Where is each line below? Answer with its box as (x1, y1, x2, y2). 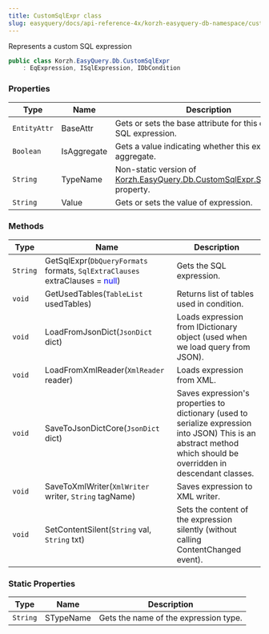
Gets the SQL (176, 260, 227, 271)
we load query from (176, 341, 251, 352)
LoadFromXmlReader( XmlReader (45, 364, 165, 376)
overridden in (176, 457, 227, 469)
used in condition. (176, 298, 244, 309)
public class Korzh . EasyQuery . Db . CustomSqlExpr (8, 57, 171, 65)
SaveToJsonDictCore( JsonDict (45, 422, 160, 433)
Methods (8, 221, 44, 232)
